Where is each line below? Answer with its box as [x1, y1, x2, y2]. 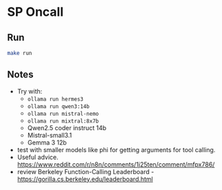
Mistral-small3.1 [27, 131, 72, 139]
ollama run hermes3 [27, 96, 84, 103]
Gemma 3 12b [27, 138, 67, 147]
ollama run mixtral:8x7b [27, 118, 99, 125]
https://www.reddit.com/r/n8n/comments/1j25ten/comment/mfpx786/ [17, 160, 215, 169]
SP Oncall [7, 4, 64, 20]
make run [7, 50, 32, 56]
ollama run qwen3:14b [27, 103, 90, 110]
